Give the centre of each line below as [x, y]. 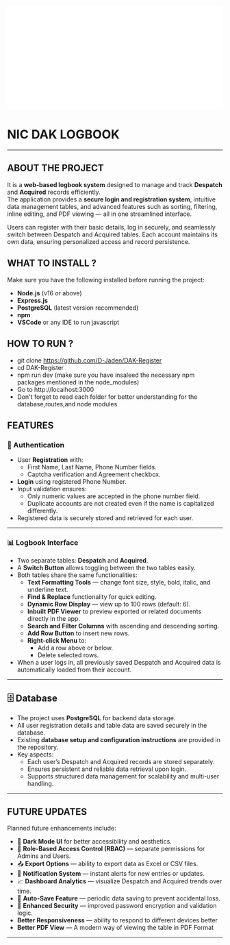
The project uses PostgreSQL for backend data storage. [96, 718]
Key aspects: [35, 754]
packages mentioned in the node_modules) [78, 382]
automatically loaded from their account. [74, 670]
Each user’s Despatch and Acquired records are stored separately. [121, 762]
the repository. [38, 747]
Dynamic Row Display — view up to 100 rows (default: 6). [109, 604]
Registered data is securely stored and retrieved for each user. [105, 518]
